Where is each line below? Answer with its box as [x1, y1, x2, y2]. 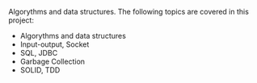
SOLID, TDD [19, 65, 61, 75]
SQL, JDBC [19, 48, 58, 57]
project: [8, 15, 35, 25]
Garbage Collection [19, 56, 86, 66]
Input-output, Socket [19, 39, 90, 49]
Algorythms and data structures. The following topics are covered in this [8, 7, 249, 16]
